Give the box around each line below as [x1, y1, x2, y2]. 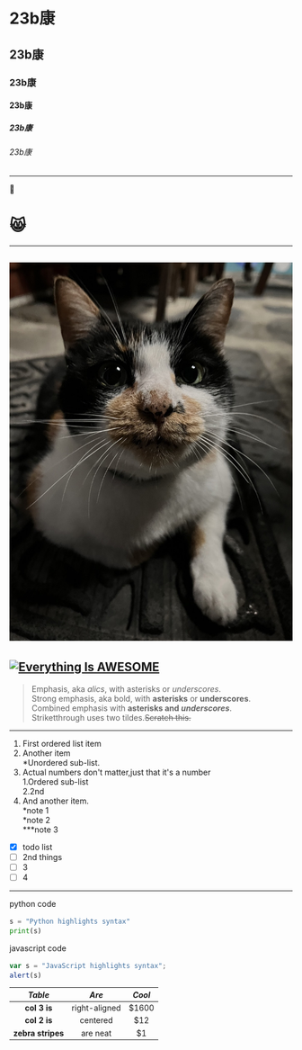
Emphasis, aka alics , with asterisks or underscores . [31, 683, 222, 694]
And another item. [22, 795, 90, 806]
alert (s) [9, 971, 42, 980]
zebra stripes [13, 1028, 65, 1038]
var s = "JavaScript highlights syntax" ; [9, 961, 167, 970]
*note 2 [22, 814, 51, 825]
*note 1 [22, 804, 49, 815]
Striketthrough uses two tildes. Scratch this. [31, 712, 191, 722]
